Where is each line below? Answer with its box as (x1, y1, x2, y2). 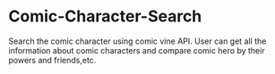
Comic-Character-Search (8, 6, 202, 27)
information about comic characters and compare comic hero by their (8, 45, 265, 55)
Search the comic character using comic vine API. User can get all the (8, 36, 267, 46)
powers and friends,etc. (8, 54, 97, 65)
